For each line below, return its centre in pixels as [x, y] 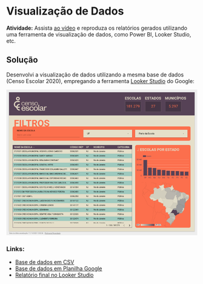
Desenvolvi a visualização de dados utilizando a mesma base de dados [95, 75]
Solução [22, 60]
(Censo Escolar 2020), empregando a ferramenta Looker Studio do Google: [101, 81]
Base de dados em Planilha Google [58, 269]
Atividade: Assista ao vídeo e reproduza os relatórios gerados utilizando [97, 28]
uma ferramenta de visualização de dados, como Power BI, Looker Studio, [99, 34]
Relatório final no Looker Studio [54, 275]
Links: [15, 249]
